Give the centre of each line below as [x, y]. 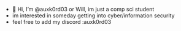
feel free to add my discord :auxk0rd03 [62, 22]
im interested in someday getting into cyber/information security [93, 15]
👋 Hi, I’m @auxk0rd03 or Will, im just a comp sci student [83, 9]
